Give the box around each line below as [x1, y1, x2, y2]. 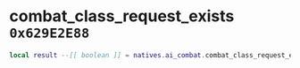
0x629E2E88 [9, 25, 90, 42]
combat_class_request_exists [9, 6, 235, 26]
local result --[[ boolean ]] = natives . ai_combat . [9, 50, 205, 59]
